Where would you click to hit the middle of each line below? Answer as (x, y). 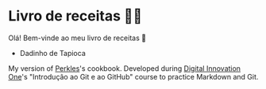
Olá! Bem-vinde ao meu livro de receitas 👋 (77, 38)
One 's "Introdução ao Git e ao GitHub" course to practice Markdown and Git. (133, 76)
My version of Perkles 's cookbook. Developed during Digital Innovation (124, 68)
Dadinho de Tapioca (52, 53)
